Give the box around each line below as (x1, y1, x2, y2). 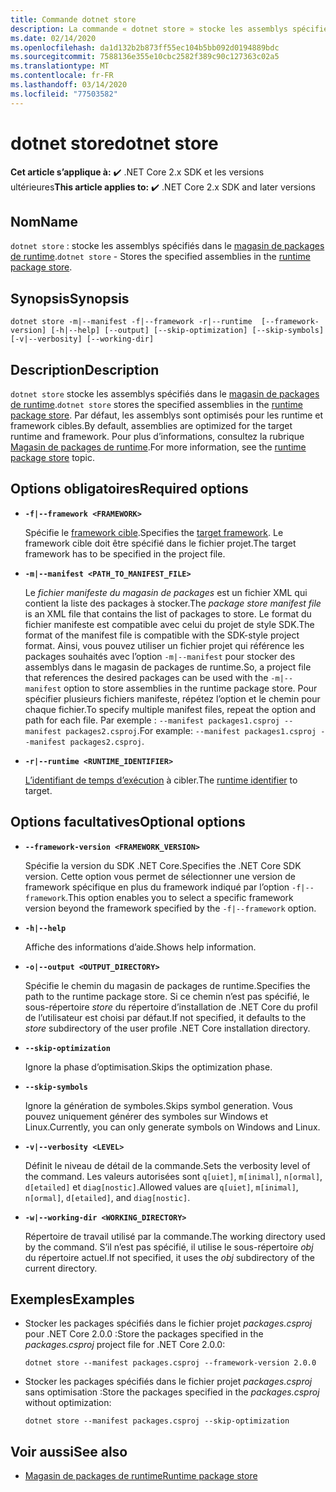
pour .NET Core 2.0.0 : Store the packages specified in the (24, 1328, 264, 1340)
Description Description (10, 361, 160, 378)
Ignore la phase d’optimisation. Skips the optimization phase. (24, 1061, 273, 1073)
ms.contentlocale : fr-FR (10, 71, 114, 81)
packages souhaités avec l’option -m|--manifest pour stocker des (24, 650, 296, 662)
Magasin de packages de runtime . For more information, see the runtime (10, 441, 307, 453)
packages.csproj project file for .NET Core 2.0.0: (24, 1339, 226, 1351)
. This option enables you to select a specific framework (65, 891, 294, 903)
